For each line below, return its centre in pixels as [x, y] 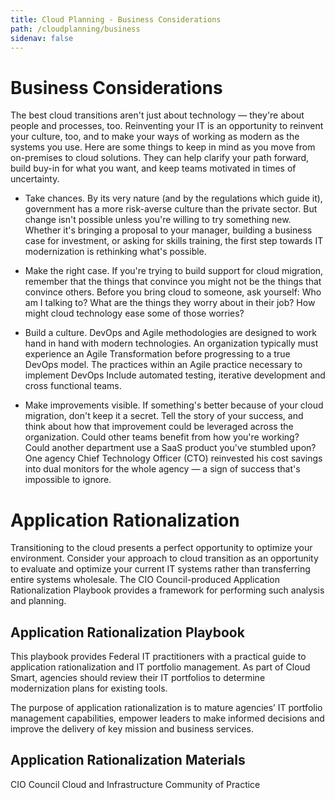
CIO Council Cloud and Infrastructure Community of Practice [135, 784]
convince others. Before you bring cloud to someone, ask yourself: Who [173, 292]
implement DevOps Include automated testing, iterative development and [175, 375]
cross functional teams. [73, 386]
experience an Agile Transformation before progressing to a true [157, 354]
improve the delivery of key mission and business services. [132, 729]
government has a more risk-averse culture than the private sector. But [171, 209]
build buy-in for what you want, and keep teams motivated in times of [153, 168]
